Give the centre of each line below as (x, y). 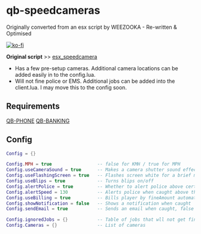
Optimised (19, 33)
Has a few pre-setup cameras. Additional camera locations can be (96, 68)
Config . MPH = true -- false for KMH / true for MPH (93, 164)
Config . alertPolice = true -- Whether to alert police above (95, 187)
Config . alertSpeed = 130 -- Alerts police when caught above (97, 192)
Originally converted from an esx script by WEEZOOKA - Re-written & (92, 27)
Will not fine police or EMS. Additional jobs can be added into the (95, 81)
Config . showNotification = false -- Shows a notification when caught (99, 203)
